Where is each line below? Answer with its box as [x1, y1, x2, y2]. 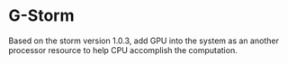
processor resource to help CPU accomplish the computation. [8, 44, 238, 55]
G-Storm [8, 5, 75, 26]
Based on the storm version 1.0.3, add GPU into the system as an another [8, 35, 280, 46]
